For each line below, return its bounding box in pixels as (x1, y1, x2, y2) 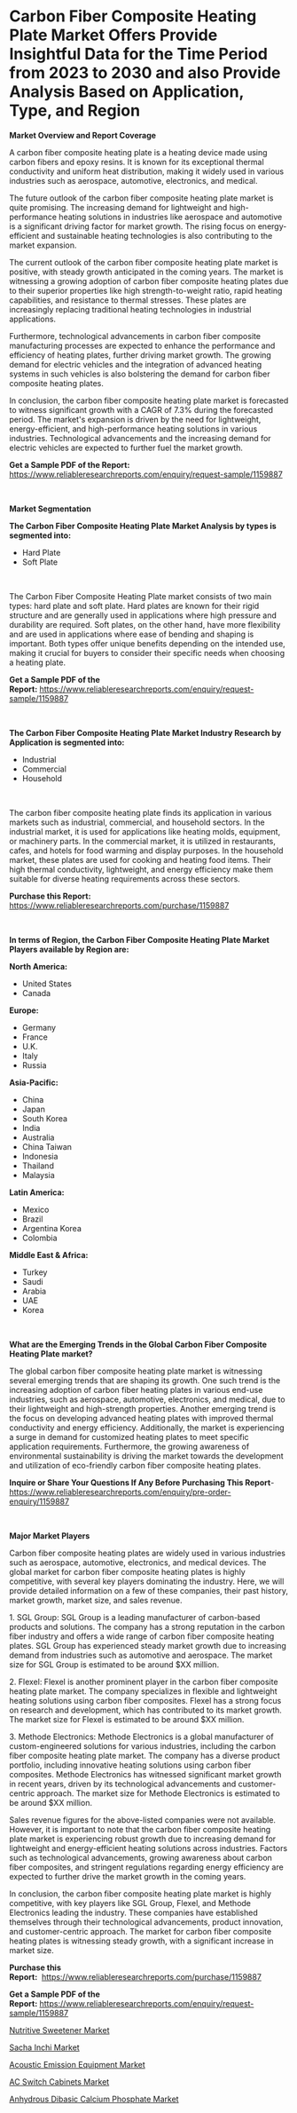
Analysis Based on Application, (9, 82, 244, 102)
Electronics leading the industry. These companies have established (9, 1907, 259, 1918)
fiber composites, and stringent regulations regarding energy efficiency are (9, 1862, 284, 1872)
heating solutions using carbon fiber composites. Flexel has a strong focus (9, 1695, 282, 1705)
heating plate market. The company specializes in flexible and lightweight (9, 1685, 277, 1697)
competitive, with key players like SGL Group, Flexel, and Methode (9, 1897, 251, 1908)
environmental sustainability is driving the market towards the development (9, 1450, 284, 1461)
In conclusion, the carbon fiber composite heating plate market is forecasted (9, 395, 289, 406)
